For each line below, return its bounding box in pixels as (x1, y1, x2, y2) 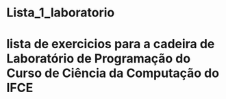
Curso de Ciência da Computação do (6, 65, 220, 81)
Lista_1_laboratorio (6, 5, 115, 21)
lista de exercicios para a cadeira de (6, 36, 215, 52)
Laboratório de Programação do (6, 51, 191, 67)
